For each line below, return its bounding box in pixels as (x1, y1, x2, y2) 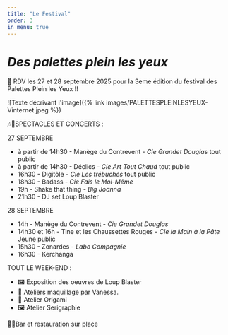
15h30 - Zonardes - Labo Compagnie (17, 242, 126, 251)
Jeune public (17, 235, 56, 244)
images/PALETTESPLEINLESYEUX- (105, 98, 208, 107)
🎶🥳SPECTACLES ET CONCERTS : (7, 119, 104, 128)
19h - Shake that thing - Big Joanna (17, 185, 121, 194)
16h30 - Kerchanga (17, 250, 74, 259)
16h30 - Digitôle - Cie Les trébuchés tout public (17, 170, 156, 179)
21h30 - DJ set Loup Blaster (17, 192, 99, 201)
